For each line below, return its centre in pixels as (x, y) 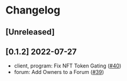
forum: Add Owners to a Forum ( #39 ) (59, 72)
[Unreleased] (30, 32)
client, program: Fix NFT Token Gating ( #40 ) (68, 66)
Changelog (33, 10)
